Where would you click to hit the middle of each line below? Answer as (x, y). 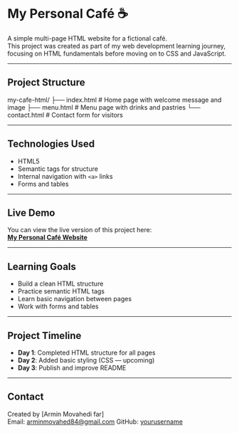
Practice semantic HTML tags (61, 291)
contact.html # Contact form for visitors (65, 115)
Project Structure (46, 83)
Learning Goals (42, 267)
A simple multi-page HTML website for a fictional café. (87, 38)
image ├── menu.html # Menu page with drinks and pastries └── (104, 107)
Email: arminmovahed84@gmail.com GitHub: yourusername (95, 422)
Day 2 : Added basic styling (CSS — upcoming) (86, 360)
